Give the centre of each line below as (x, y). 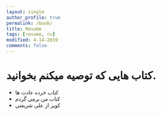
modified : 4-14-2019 (32, 40)
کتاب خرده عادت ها (37, 92)
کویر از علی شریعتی (37, 105)
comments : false (27, 46)
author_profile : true (34, 18)
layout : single (25, 12)
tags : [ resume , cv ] (31, 34)
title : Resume (24, 29)
